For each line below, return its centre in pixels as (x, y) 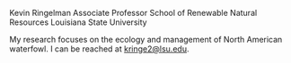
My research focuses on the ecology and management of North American (146, 39)
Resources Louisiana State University (78, 22)
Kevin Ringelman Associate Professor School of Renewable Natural (133, 13)
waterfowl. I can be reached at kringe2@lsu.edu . (99, 49)
